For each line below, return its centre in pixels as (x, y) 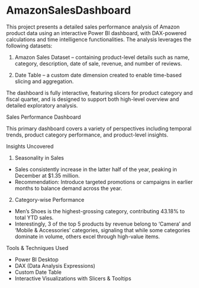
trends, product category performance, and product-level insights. (87, 135)
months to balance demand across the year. (68, 188)
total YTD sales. (34, 217)
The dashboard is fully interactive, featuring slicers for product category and (99, 93)
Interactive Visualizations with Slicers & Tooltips (73, 278)
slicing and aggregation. (44, 81)
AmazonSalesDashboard (69, 10)
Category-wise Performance (49, 200)
